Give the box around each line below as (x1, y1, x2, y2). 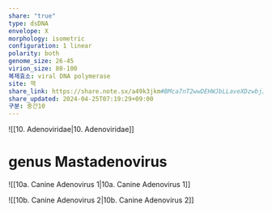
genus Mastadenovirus (8, 153, 168, 171)
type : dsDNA (8, 19, 49, 28)
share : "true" (8, 11, 57, 20)
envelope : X (8, 27, 49, 35)
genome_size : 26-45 (8, 58, 74, 66)
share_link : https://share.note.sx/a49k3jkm (8, 87, 161, 96)
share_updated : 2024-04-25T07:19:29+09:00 (8, 95, 154, 103)
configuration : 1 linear (8, 42, 92, 50)
